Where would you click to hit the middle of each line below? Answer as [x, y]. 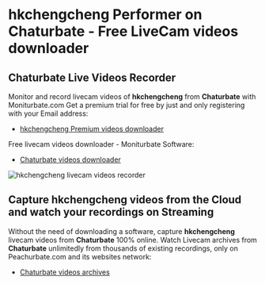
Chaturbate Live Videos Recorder [92, 77]
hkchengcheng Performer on [105, 15]
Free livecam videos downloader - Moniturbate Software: [101, 144]
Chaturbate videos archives [65, 272]
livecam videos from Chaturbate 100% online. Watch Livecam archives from [132, 240]
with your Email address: [48, 113]
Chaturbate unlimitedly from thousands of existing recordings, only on [123, 248]
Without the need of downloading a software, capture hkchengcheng [122, 231]
